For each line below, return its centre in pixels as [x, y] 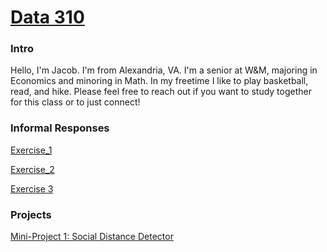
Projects [31, 214]
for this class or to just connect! [75, 102]
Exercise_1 [31, 150]
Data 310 [47, 17]
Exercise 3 [32, 188]
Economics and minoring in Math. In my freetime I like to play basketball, [159, 81]
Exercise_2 [32, 169]
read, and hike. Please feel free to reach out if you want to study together [161, 92]
